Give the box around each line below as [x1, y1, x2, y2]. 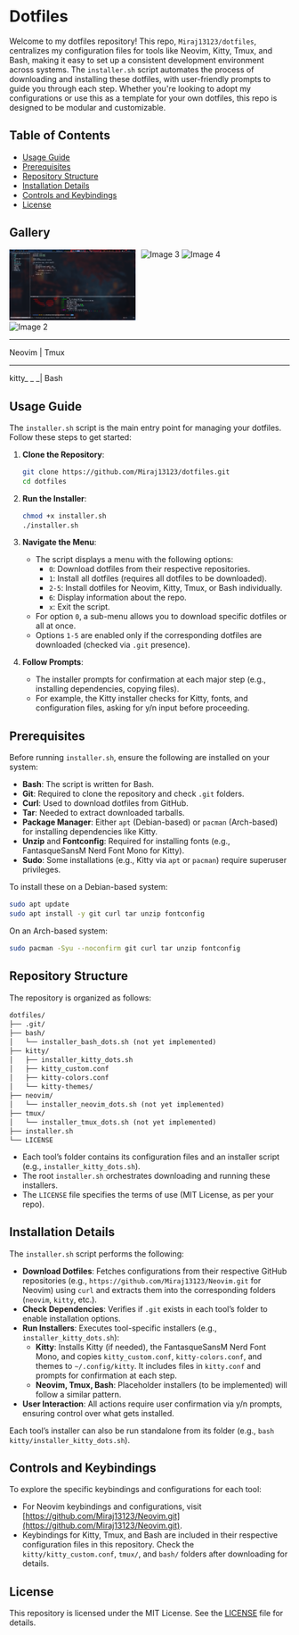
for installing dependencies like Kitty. [21, 826, 158, 837]
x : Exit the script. [48, 602, 110, 612]
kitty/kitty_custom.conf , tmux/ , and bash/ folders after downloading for [21, 1548, 288, 1559]
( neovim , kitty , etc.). [21, 1294, 98, 1305]
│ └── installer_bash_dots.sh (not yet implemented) [9, 1037, 217, 1046]
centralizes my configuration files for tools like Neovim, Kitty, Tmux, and [9, 45, 273, 55]
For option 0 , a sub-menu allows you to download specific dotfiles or [35, 611, 287, 622]
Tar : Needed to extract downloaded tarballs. [21, 808, 185, 818]
